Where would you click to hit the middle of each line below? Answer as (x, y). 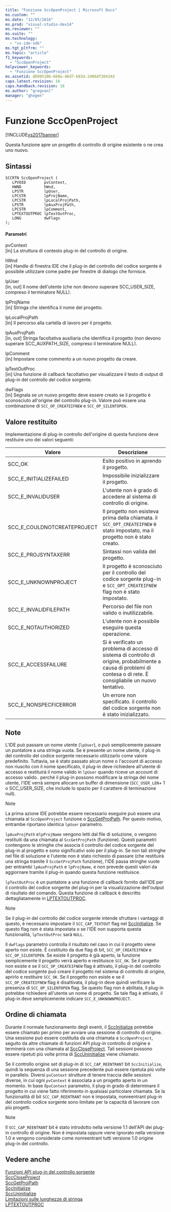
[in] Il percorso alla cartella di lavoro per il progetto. (59, 323)
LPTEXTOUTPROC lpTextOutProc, (44, 214)
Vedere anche (28, 1160)
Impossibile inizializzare (131, 476)
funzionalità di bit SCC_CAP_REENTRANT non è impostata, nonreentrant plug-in (84, 1097)
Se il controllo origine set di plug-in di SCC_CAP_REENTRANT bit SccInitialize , (84, 1064)
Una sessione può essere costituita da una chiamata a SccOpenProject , (79, 1038)
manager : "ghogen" (25, 96)
